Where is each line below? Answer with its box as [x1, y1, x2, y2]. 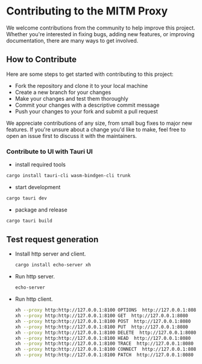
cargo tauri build [6, 218, 52, 224]
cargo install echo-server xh [14, 262, 92, 268]
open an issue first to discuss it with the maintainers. [6, 132, 137, 139]
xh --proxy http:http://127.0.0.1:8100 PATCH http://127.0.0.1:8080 [14, 352, 194, 358]
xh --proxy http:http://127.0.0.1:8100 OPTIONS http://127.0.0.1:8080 [14, 307, 199, 313]
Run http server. [14, 273, 55, 280]
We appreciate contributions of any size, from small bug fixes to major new [6, 119, 193, 127]
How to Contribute [6, 54, 77, 64]
